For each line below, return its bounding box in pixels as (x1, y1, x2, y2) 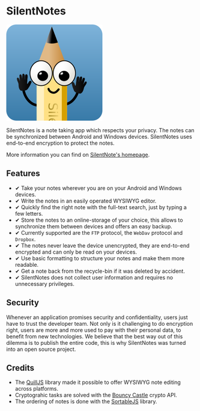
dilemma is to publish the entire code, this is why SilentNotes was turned (6, 339, 186, 346)
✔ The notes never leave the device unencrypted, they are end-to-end (14, 242, 190, 249)
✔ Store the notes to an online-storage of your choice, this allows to (14, 216, 183, 224)
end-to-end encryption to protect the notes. (6, 139, 115, 147)
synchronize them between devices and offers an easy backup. (14, 222, 172, 230)
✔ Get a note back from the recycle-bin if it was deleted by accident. (14, 267, 185, 275)
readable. (14, 261, 39, 268)
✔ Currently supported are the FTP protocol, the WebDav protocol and (14, 229, 183, 236)
